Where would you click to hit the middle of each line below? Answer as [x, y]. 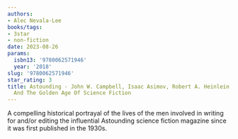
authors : [20, 14]
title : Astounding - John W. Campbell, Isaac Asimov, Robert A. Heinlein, [120, 87]
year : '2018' [33, 67]
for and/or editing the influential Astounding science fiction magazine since [117, 121]
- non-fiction [28, 40]
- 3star [19, 34]
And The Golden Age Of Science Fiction [73, 93]
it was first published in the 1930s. [57, 128]
